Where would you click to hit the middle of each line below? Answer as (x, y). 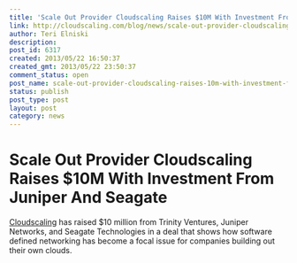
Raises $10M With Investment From (142, 179)
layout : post (33, 108)
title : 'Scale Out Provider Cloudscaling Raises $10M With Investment (142, 17)
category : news (37, 116)
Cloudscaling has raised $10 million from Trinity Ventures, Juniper (129, 222)
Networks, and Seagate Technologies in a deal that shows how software (141, 232)
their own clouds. (41, 251)
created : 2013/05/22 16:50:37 (65, 58)
